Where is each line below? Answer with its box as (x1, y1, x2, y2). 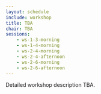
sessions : (5, 31, 31, 37)
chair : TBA (5, 25, 33, 32)
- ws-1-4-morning (16, 43, 60, 49)
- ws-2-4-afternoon (16, 54, 66, 60)
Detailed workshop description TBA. (5, 81, 96, 89)
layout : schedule (5, 8, 49, 15)
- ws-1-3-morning (16, 37, 60, 43)
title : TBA (5, 20, 33, 26)
